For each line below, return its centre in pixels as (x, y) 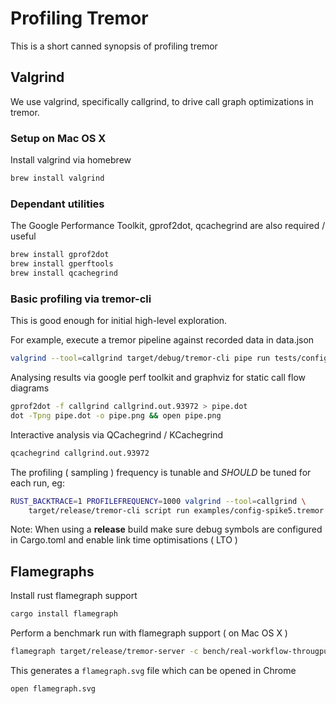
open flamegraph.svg (53, 688)
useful (23, 236)
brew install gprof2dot (60, 255)
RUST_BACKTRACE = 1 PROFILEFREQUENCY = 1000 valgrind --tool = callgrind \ (158, 501)
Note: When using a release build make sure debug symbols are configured (166, 529)
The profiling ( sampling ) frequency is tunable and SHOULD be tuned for (161, 472)
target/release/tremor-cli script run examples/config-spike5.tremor (176, 510)
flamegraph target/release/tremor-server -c (104, 652)
